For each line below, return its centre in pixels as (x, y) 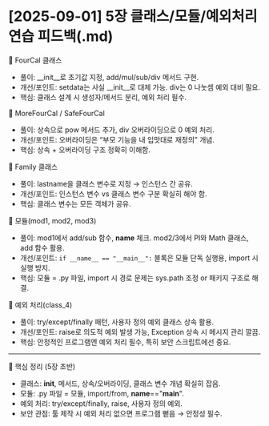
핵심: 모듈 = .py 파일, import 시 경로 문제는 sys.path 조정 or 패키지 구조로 (135, 278)
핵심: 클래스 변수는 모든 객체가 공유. (75, 203)
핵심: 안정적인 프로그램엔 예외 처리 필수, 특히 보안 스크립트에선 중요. (125, 342)
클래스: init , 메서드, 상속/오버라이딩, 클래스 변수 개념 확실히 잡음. (120, 383)
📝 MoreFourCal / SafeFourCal (57, 113)
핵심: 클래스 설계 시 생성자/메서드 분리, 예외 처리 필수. (103, 97)
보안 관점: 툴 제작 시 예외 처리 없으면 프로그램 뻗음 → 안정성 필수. (121, 413)
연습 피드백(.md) (61, 36)
